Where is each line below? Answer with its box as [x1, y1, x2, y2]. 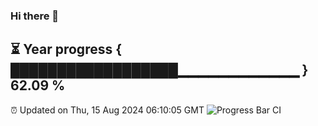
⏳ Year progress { [10, 41, 123, 58]
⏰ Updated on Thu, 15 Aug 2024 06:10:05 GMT [10, 104, 205, 116]
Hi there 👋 [10, 9, 60, 23]
